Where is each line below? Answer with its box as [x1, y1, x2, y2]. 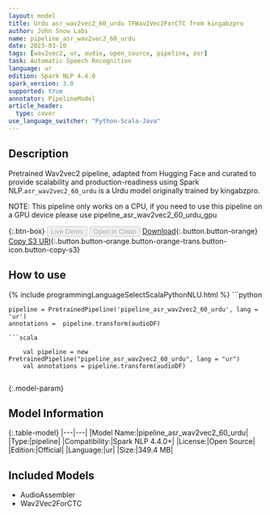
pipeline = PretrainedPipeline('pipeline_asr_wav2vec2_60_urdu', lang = [8, 305, 259, 314]
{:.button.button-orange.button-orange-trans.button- [50, 236, 228, 246]
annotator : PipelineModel [8, 95, 95, 103]
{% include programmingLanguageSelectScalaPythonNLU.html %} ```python [8, 289, 263, 299]
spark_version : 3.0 [8, 79, 74, 87]
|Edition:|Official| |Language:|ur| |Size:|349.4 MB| [8, 445, 174, 455]
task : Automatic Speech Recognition [8, 57, 132, 65]
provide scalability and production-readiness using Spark [8, 177, 200, 187]
